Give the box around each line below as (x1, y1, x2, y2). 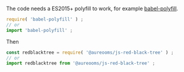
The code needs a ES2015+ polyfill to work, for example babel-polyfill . (6, 5, 179, 12)
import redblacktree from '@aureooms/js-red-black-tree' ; (6, 60, 156, 67)
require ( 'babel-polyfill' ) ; (6, 17, 84, 22)
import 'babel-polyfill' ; (6, 27, 73, 33)
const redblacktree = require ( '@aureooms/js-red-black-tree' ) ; (6, 50, 174, 55)
